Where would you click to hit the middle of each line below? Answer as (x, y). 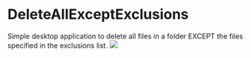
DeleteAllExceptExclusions (98, 14)
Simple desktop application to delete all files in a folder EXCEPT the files (125, 36)
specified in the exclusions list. (58, 45)
